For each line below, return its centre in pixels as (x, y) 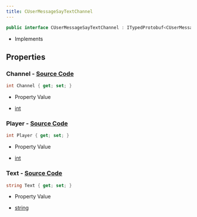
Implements (29, 39)
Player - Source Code (37, 123)
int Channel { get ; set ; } (39, 86)
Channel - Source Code (40, 74)
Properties (26, 57)
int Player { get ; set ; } (38, 136)
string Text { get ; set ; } (39, 185)
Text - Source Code (34, 173)
